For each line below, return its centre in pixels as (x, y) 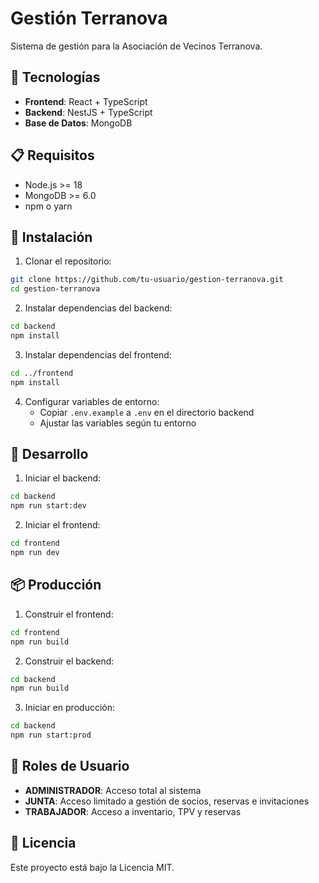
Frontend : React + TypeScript (86, 101)
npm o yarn (48, 206)
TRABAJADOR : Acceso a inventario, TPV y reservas (133, 811)
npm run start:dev (48, 506)
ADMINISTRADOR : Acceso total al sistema (113, 790)
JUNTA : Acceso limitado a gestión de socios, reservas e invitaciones (167, 801)
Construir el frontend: (69, 614)
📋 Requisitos (52, 155)
